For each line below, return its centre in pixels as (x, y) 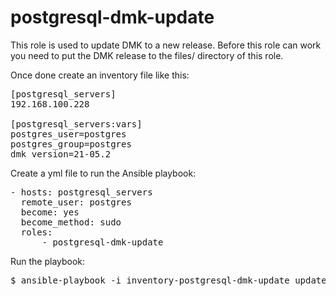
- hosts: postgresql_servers (81, 192)
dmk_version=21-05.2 (61, 154)
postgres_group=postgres (71, 144)
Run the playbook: (48, 261)
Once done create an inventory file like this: (100, 75)
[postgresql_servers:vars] (76, 124)
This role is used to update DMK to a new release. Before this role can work (166, 45)
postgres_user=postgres (68, 134)
